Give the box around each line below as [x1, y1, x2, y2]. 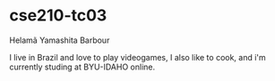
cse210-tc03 [9, 5, 107, 26]
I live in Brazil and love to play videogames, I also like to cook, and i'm [9, 52, 266, 62]
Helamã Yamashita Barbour [9, 35, 110, 45]
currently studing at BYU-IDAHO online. [9, 61, 155, 72]
